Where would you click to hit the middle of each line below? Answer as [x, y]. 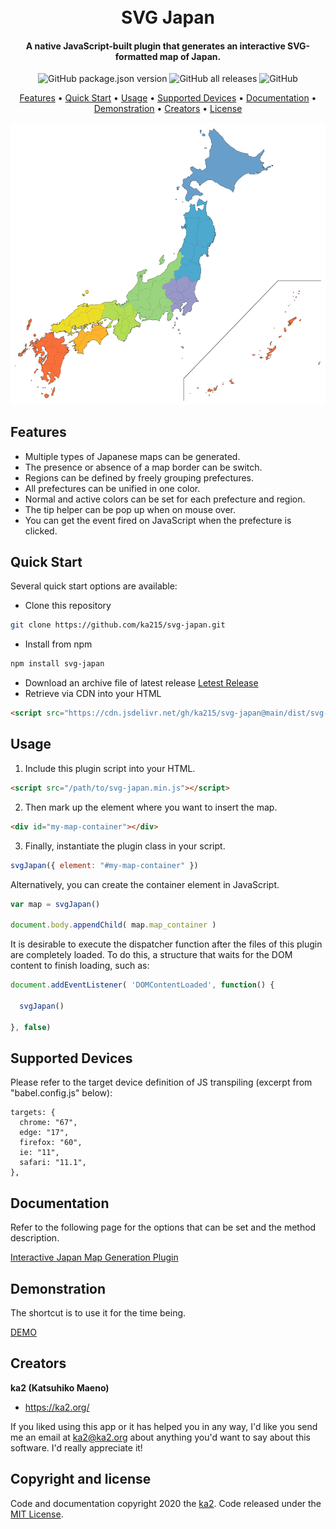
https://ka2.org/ [57, 1407]
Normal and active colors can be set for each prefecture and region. [165, 499]
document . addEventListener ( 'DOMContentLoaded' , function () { [142, 985]
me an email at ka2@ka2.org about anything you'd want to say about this [160, 1437]
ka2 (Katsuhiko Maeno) [60, 1387]
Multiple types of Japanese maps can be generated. [132, 456]
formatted [136, 56]
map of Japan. [190, 56]
